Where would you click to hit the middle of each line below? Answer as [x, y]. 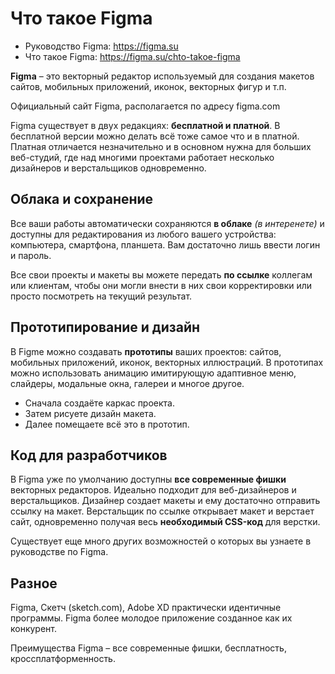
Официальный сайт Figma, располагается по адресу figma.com [145, 106]
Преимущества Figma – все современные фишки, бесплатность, [148, 648]
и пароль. [31, 255]
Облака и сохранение [82, 199]
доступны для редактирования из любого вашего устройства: [143, 234]
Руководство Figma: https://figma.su [101, 46]
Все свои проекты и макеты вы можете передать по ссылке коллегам [161, 274]
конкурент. [34, 629]
